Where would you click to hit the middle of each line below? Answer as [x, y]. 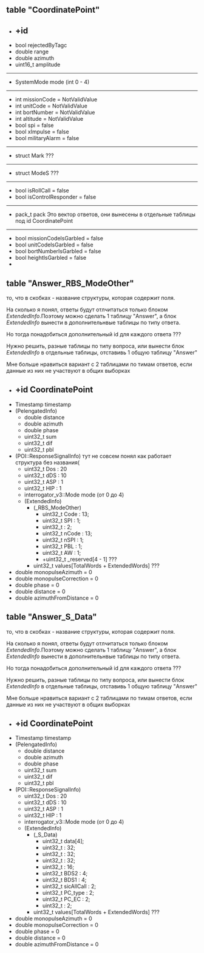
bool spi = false [34, 125]
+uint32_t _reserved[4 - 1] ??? [80, 559]
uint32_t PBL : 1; [62, 546]
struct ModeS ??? [37, 173]
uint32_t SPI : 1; [61, 520]
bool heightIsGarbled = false [51, 258]
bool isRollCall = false [42, 191]
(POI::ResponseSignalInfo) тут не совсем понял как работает [93, 456]
